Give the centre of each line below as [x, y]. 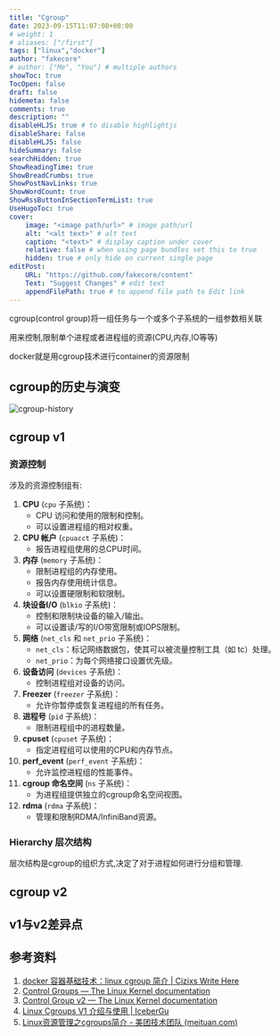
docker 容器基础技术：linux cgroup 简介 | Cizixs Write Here [130, 981]
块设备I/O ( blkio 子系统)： [70, 605]
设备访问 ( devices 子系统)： [73, 672]
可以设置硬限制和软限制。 [82, 593]
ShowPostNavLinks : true [54, 184]
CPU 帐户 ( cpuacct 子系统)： [74, 538]
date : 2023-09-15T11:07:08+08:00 [71, 26]
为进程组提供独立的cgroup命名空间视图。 [111, 794]
